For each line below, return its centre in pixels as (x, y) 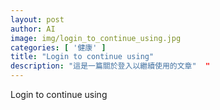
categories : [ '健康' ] (58, 47)
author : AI (33, 29)
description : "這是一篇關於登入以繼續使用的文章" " (110, 66)
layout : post (37, 19)
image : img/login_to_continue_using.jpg (96, 38)
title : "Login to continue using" (82, 57)
